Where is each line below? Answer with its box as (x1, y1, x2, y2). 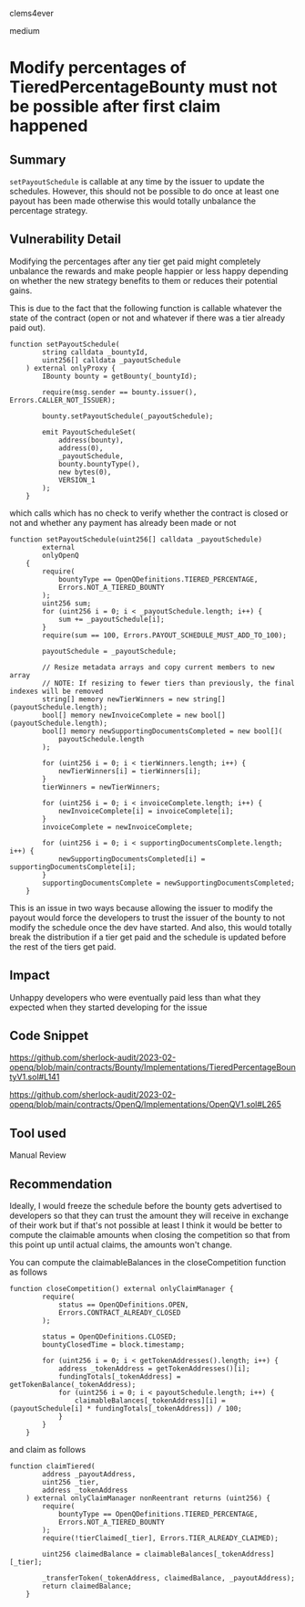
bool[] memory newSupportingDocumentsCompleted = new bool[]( (42, 726, 283, 736)
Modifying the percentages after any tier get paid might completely (9, 256, 261, 267)
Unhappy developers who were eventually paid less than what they (9, 992, 261, 1003)
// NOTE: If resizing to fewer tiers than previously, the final (42, 678, 296, 688)
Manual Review (9, 1150, 66, 1161)
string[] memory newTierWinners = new (42, 694, 189, 704)
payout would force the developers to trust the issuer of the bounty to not (9, 912, 285, 923)
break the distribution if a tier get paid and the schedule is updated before (9, 931, 287, 942)
